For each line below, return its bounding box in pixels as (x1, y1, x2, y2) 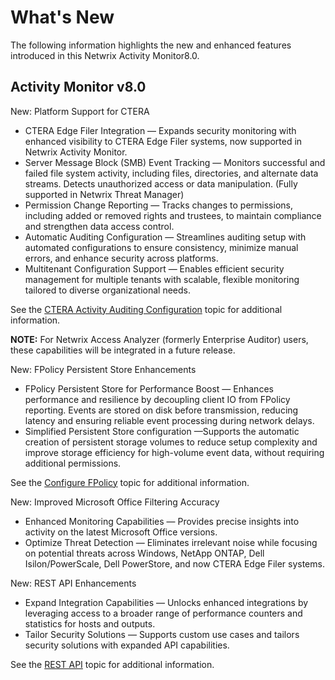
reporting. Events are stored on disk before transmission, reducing (24, 404, 299, 416)
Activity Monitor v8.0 (10, 79, 147, 96)
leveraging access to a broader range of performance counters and (24, 607, 303, 619)
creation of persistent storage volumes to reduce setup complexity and (24, 436, 318, 448)
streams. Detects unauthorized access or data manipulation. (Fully (24, 177, 298, 190)
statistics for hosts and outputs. (24, 617, 156, 630)
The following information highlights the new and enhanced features (10, 39, 292, 51)
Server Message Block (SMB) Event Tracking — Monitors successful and (24, 156, 326, 168)
